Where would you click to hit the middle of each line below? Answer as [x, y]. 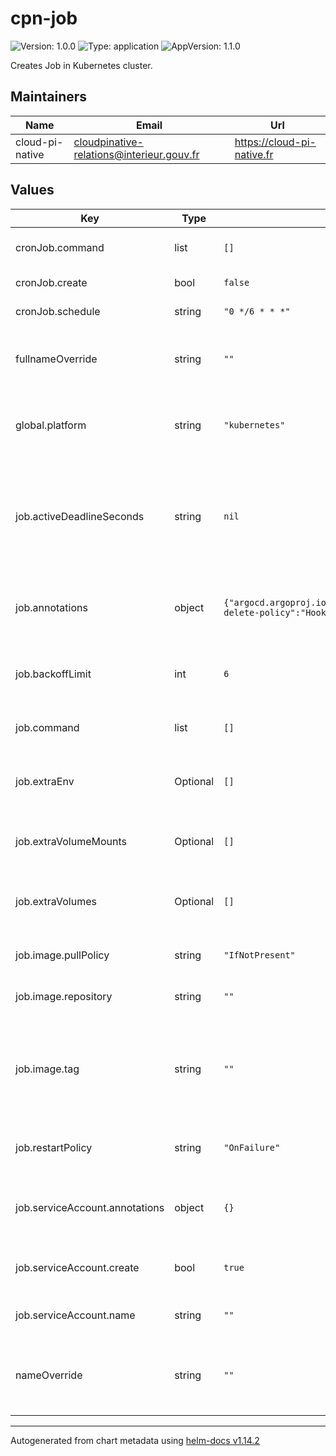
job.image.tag [47, 1069]
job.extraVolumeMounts [71, 841]
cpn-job [44, 18]
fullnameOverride [56, 359]
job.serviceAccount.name [75, 1315]
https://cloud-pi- [275, 142]
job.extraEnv [45, 781]
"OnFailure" [252, 1147]
